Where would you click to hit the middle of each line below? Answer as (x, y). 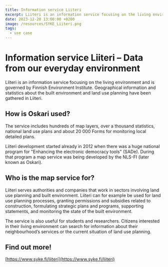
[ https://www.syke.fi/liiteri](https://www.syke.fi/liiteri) (60, 259)
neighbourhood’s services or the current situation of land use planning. (78, 231)
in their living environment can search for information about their (72, 226)
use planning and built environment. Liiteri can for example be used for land (83, 195)
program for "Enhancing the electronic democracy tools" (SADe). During (80, 151)
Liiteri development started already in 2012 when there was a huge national (82, 146)
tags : (11, 28)
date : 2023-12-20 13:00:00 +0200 (40, 19)
